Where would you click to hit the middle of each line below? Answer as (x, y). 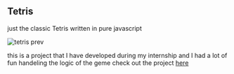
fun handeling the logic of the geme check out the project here (98, 63)
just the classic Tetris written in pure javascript (74, 28)
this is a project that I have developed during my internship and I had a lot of (117, 55)
